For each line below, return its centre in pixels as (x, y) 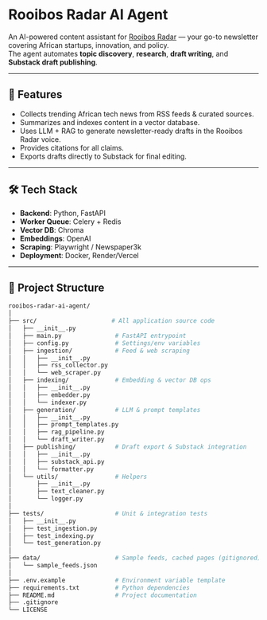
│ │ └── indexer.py (48, 402)
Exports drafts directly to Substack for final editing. (103, 156)
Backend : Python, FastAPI (62, 213)
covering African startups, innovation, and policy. (89, 45)
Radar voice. (40, 139)
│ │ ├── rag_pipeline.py (56, 432)
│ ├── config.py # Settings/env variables (104, 343)
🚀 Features (35, 94)
